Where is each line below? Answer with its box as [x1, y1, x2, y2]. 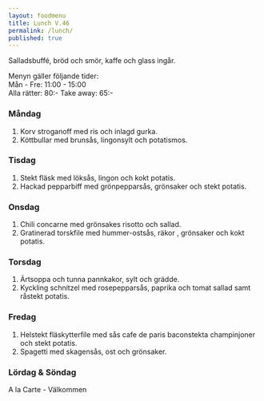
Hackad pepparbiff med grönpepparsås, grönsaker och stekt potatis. [19, 181, 247, 191]
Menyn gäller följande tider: [8, 71, 99, 81]
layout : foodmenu [8, 11, 66, 20]
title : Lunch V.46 [8, 19, 70, 27]
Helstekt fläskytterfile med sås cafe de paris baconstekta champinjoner [19, 329, 256, 339]
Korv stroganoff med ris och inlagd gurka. [19, 126, 158, 136]
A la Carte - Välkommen [8, 385, 87, 395]
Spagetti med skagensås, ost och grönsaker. [19, 347, 167, 356]
